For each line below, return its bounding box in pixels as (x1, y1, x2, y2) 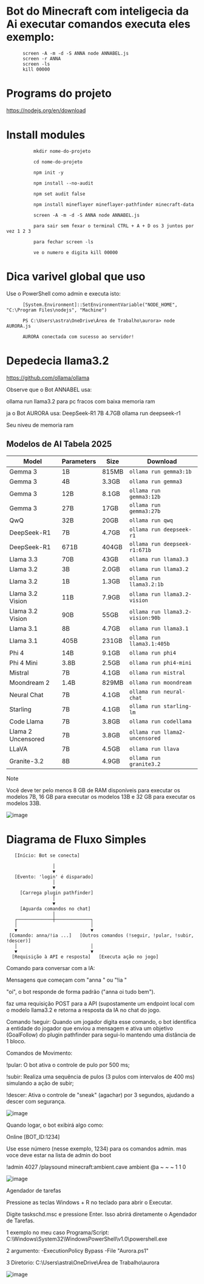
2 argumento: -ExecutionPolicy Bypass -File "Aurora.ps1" (6, 1247, 149, 1255)
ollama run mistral (129, 669, 186, 676)
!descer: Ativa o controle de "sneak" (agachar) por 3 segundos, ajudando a (6, 1091, 194, 1099)
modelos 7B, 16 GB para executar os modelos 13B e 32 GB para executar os (6, 793, 195, 800)
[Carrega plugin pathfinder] (19, 890, 94, 896)
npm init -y (33, 169, 64, 176)
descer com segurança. (6, 1098, 66, 1105)
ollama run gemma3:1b (129, 468, 192, 475)
